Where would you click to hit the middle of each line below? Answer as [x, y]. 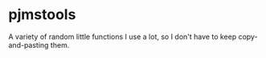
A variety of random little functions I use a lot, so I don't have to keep [123, 37]
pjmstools [42, 15]
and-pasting [29, 44]
